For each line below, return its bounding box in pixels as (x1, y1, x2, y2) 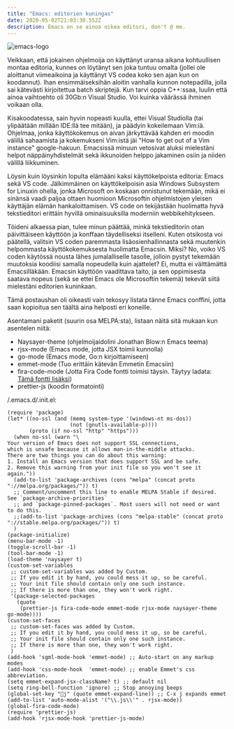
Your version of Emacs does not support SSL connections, (7, 440, 180, 447)
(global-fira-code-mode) (7, 703, 80, 710)
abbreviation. (7, 672, 49, 679)
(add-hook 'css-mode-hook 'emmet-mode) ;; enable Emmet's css (7, 666, 196, 673)
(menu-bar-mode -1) (7, 537, 64, 545)
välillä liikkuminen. (7, 159, 60, 167)
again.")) (7, 470, 36, 477)
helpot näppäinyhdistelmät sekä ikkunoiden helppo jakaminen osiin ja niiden (7, 151, 226, 159)
